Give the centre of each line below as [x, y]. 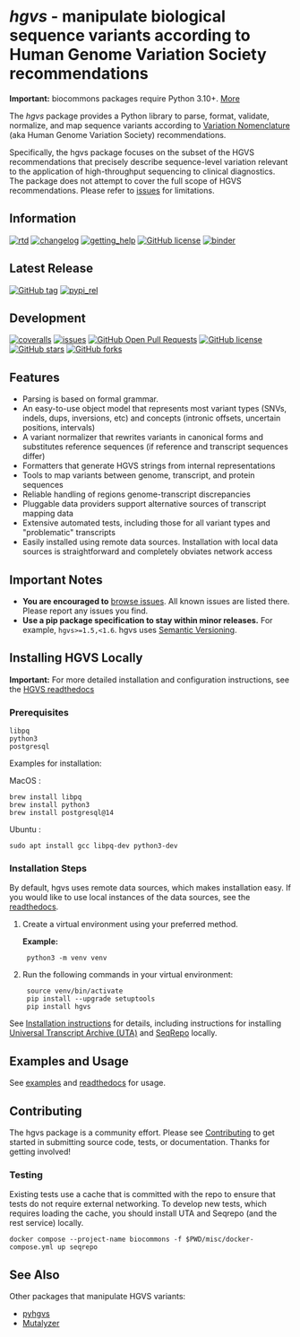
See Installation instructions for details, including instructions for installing [146, 1023]
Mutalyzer [41, 1324]
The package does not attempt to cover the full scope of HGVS [125, 180]
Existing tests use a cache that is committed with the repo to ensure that [142, 1194]
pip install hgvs [59, 1007]
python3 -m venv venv [67, 958]
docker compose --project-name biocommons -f [95, 1239]
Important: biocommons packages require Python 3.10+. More [124, 98]
